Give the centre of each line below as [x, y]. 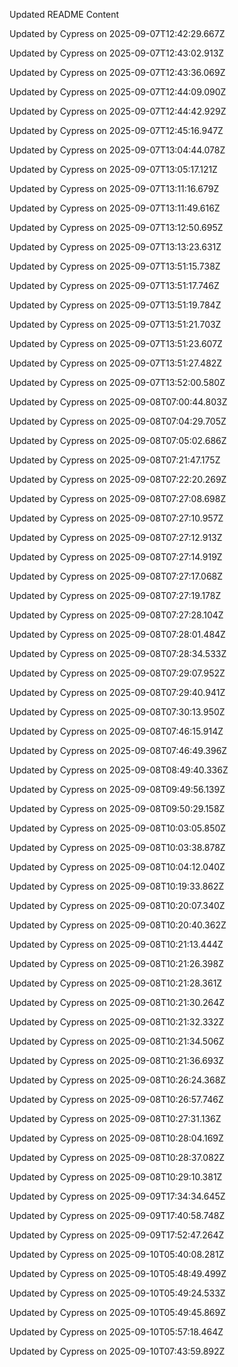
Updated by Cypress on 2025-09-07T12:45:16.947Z [116, 130]
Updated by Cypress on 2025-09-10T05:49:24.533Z [117, 1293]
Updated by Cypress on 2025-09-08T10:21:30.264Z [117, 1002]
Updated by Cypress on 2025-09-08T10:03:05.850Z [118, 828]
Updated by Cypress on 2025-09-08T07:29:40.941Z [117, 692]
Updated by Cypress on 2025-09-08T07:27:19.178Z [115, 595]
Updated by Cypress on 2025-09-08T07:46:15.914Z [116, 731]
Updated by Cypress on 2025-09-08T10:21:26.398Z [116, 963]
